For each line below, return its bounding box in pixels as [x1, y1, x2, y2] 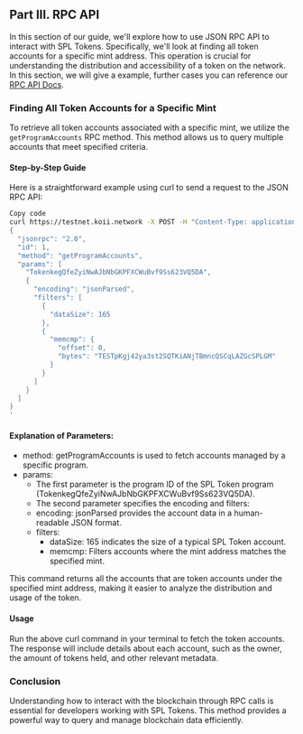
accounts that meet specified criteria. [9, 142, 149, 153]
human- [234, 507, 263, 518]
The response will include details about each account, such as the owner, [9, 643, 282, 654]
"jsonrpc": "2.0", [17, 234, 87, 243]
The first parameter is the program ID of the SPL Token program [35, 478, 274, 490]
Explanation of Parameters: [9, 430, 115, 441]
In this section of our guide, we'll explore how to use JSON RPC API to [9, 31, 270, 42]
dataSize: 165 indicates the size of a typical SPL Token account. [49, 536, 287, 547]
